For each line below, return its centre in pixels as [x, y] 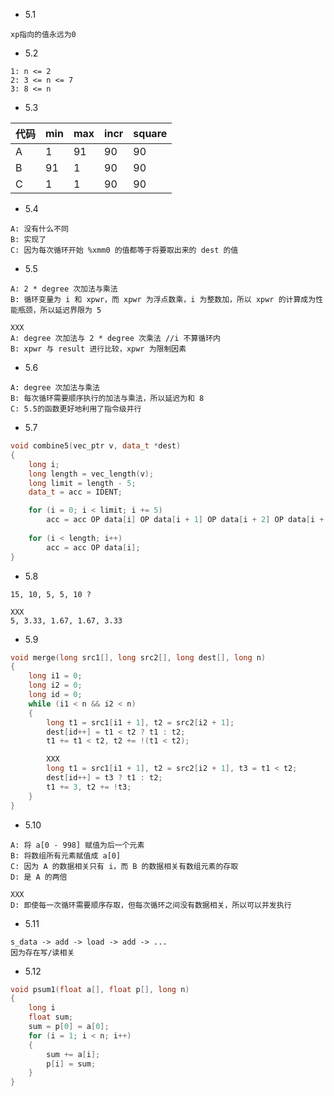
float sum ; [51, 1017]
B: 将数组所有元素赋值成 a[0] [66, 855]
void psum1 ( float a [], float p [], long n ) [100, 989]
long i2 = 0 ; [55, 685]
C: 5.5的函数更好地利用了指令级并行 [76, 409]
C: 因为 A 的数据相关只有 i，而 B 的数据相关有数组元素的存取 [124, 866]
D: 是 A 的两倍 [39, 877]
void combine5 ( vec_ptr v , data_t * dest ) [96, 446]
